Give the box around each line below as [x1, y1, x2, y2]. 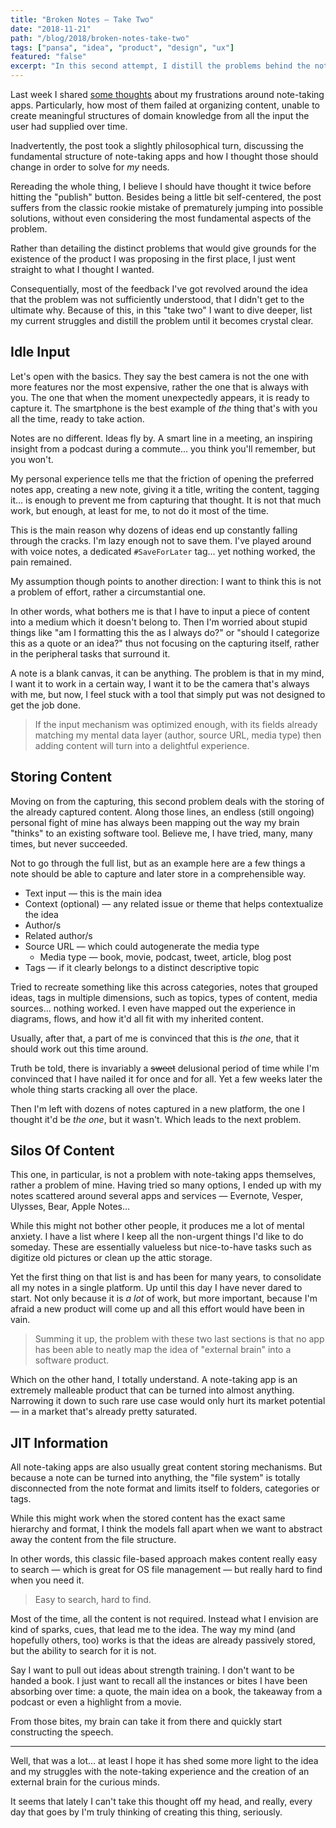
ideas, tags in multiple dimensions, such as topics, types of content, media [10, 991, 318, 1003]
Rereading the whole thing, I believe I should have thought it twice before [10, 181, 312, 192]
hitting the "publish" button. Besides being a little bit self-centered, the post [10, 191, 322, 203]
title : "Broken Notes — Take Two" [10, 14, 155, 25]
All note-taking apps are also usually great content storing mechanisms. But [10, 1461, 323, 1473]
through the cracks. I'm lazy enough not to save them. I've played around [10, 534, 312, 546]
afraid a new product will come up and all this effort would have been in [10, 1303, 305, 1315]
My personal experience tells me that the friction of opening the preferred [10, 472, 315, 485]
